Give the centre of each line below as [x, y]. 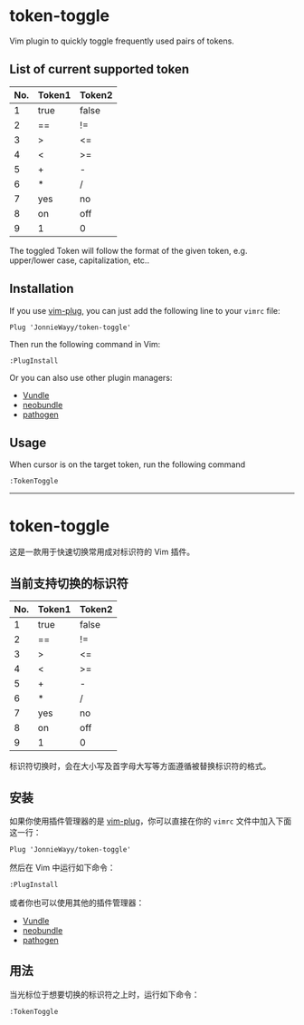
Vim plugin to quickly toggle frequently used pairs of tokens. [122, 41]
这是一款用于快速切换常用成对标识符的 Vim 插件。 [102, 552]
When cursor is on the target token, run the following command [128, 464]
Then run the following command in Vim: [85, 344]
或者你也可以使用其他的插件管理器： [77, 903]
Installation [42, 289]
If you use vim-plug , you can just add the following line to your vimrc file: [145, 310]
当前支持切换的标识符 [69, 583]
